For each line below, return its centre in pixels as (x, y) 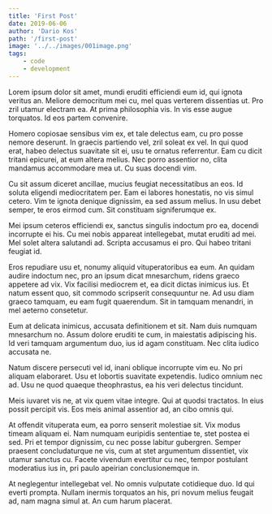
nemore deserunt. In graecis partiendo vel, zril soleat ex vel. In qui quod (129, 142)
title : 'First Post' (43, 16)
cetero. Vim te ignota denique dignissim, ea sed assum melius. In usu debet (135, 201)
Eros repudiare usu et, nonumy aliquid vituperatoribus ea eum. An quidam (132, 267)
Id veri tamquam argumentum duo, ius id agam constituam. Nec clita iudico (134, 343)
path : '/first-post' (43, 39)
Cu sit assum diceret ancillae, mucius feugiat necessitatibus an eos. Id (126, 184)
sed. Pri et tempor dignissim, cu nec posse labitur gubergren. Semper (125, 442)
